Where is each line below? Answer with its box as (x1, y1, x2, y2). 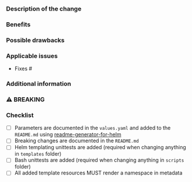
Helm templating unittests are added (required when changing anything (14, 144, 187, 151)
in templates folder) (14, 150, 62, 157)
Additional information (6, 80, 72, 88)
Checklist (6, 111, 34, 119)
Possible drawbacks (6, 36, 65, 44)
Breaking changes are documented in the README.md (14, 137, 139, 145)
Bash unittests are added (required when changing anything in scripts (14, 157, 184, 164)
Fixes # (14, 65, 33, 72)
